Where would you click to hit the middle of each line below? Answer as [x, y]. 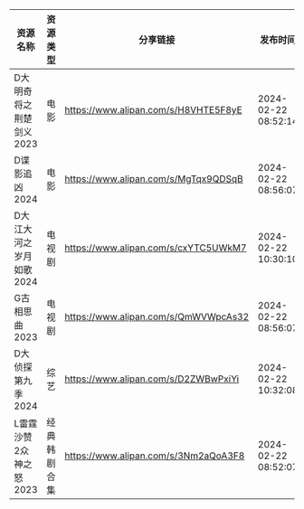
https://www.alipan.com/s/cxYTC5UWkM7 [156, 248]
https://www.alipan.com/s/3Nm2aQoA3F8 [155, 456]
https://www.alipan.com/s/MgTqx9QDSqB [154, 179]
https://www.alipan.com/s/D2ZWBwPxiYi [152, 379]
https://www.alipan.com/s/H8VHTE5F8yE [153, 110]
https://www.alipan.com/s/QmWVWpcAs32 [157, 317]
